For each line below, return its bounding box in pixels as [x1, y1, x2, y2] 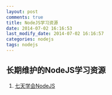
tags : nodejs [6, 42, 38, 48]
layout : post [6, 8, 38, 15]
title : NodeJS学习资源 [6, 20, 58, 26]
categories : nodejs [6, 36, 54, 42]
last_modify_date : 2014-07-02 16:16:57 [6, 31, 104, 37]
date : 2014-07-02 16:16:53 [6, 25, 73, 31]
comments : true [6, 14, 44, 20]
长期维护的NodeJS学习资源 [6, 65, 106, 75]
